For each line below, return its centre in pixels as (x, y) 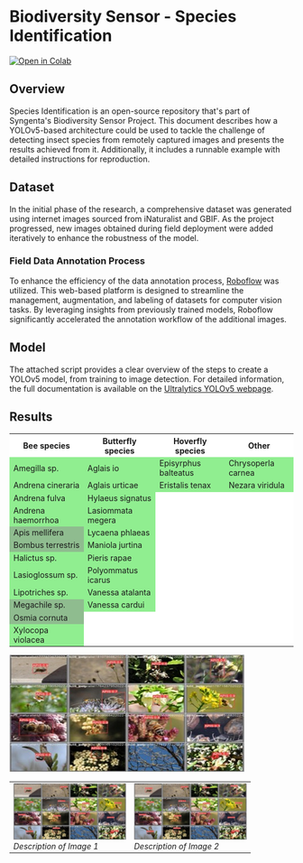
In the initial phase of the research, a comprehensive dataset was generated (151, 209)
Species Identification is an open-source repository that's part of (130, 111)
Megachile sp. (39, 605)
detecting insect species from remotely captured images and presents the (147, 139)
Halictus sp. (35, 558)
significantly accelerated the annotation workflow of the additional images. (148, 319)
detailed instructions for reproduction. (80, 159)
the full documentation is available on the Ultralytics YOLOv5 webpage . (142, 388)
